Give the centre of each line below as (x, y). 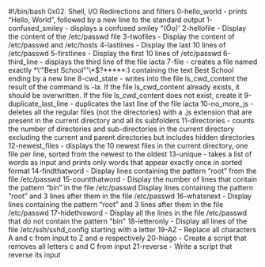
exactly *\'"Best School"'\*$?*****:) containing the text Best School (121, 70)
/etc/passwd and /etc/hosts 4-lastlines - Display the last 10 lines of (117, 45)
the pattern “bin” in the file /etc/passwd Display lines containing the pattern (131, 188)
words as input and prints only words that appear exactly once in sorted (125, 162)
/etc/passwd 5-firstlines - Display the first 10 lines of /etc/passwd (115, 53)
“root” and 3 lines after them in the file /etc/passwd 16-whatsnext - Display (130, 196)
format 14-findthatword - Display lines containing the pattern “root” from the (132, 171)
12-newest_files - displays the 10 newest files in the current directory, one (128, 146)
